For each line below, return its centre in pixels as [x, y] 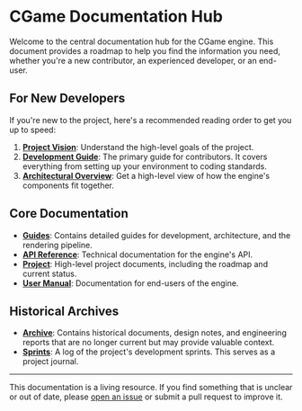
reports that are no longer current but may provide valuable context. [148, 343]
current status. [49, 273]
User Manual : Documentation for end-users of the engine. [130, 283]
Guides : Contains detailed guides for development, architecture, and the [156, 235]
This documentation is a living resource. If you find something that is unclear [151, 388]
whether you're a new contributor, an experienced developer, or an [133, 60]
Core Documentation [69, 214]
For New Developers [67, 98]
